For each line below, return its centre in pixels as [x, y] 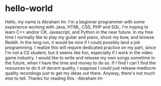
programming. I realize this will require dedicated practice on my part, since [80, 47]
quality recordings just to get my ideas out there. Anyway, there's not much [80, 73]
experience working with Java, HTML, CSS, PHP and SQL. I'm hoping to [77, 27]
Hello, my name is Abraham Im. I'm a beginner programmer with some [75, 22]
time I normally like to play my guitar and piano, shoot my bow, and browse [80, 37]
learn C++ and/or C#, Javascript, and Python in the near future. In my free [79, 32]
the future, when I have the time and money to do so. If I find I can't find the [80, 63]
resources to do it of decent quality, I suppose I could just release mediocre [80, 68]
